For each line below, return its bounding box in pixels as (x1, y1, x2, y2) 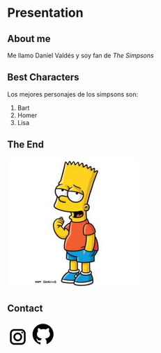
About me (7, 33, 51, 45)
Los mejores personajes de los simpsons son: (7, 89, 139, 99)
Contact (7, 303, 43, 315)
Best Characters (7, 71, 79, 83)
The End (7, 138, 44, 151)
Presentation (7, 5, 84, 21)
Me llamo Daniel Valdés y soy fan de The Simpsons (7, 51, 155, 59)
